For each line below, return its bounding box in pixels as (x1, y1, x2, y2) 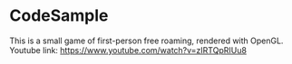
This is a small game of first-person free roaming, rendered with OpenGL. (9, 35, 284, 46)
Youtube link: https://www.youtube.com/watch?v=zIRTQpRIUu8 (9, 44, 248, 55)
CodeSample (9, 5, 109, 26)
